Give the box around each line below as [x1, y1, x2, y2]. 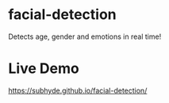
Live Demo [8, 59, 79, 78]
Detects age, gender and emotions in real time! [8, 32, 162, 41]
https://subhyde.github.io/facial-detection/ [8, 86, 148, 95]
